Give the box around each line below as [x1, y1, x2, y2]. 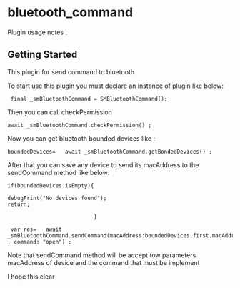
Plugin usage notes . [7, 28, 68, 36]
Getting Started [7, 49, 78, 61]
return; [7, 201, 31, 208]
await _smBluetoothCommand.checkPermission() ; [7, 121, 152, 129]
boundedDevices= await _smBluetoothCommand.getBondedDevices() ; [7, 148, 213, 155]
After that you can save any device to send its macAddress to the [7, 160, 199, 169]
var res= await [10, 226, 62, 233]
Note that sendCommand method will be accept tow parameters [7, 251, 196, 259]
